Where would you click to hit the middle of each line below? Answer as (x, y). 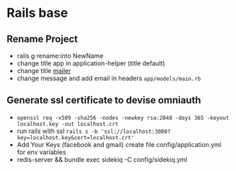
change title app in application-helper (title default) (91, 63)
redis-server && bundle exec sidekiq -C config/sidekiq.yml (102, 159)
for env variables (41, 152)
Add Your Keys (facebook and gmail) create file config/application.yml (119, 144)
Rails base (37, 13)
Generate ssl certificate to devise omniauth (104, 100)
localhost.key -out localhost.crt (67, 124)
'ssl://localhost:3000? (136, 132)
